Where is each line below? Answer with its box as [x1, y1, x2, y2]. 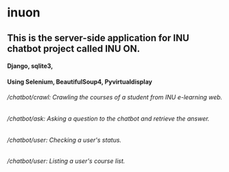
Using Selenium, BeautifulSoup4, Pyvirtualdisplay [7, 77, 153, 86]
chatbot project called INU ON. [7, 42, 141, 54]
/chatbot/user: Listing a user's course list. [7, 157, 125, 165]
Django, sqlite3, [7, 62, 53, 70]
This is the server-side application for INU [7, 32, 190, 44]
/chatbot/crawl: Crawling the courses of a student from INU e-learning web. [7, 93, 223, 101]
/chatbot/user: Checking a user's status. [7, 136, 122, 144]
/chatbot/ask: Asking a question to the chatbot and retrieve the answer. [7, 114, 210, 123]
